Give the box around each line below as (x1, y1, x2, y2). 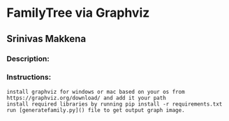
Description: (6, 54, 50, 64)
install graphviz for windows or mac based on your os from (6, 88, 186, 95)
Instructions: (6, 72, 52, 82)
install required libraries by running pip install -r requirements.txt (6, 100, 223, 108)
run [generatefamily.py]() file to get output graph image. (6, 106, 186, 113)
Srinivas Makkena (6, 33, 87, 45)
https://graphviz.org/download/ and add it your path (6, 94, 167, 101)
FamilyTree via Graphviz (6, 5, 150, 21)
